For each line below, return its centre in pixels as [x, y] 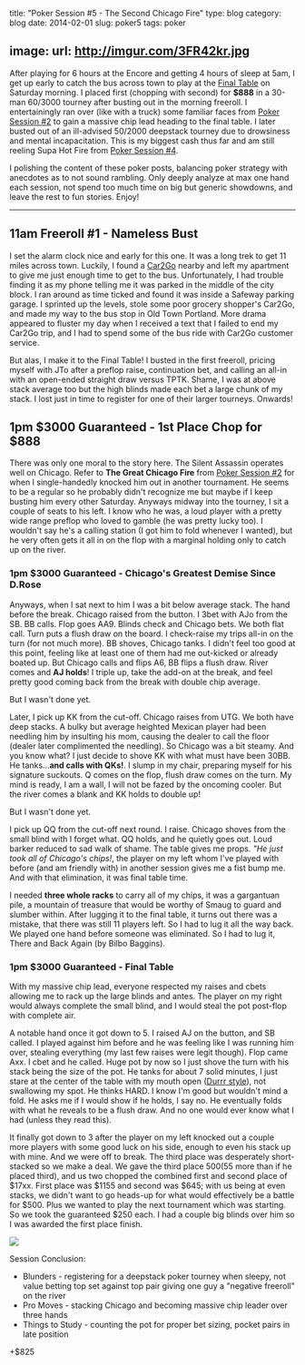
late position [45, 1334]
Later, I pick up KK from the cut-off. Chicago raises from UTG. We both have [152, 717]
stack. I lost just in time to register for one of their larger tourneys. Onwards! [151, 398]
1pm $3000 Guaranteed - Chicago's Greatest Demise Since [143, 574]
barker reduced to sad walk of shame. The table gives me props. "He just [146, 849]
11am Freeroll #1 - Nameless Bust [104, 234]
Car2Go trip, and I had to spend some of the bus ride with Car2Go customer [152, 333]
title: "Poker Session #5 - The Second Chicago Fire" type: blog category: [145, 13]
